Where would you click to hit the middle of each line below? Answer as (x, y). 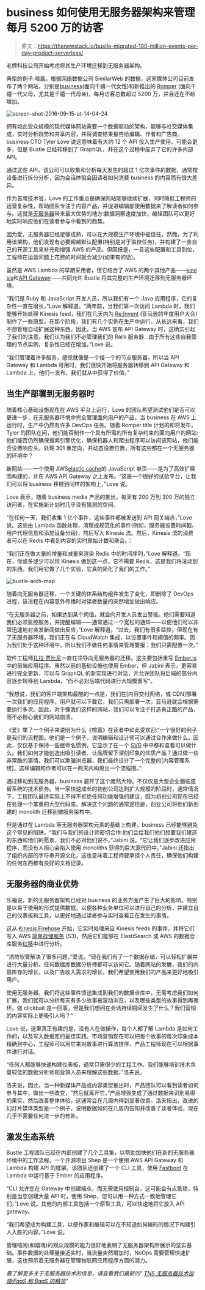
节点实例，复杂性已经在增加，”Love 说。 (66, 344)
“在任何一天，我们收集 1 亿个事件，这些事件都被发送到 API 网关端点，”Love (99, 517)
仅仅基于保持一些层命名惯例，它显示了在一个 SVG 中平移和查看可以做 (104, 745)
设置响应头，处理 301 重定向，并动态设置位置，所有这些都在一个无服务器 (103, 448)
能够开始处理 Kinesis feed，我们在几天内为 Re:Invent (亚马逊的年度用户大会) (102, 313)
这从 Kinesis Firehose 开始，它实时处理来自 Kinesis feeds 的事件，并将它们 (101, 928)
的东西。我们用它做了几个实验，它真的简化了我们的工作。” (78, 569)
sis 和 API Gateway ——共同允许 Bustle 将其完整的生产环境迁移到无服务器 (97, 278)
